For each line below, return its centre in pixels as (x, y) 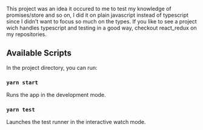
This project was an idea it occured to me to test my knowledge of (89, 9)
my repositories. (27, 34)
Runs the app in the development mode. (56, 95)
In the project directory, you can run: (52, 67)
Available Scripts (39, 53)
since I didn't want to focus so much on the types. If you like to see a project (101, 21)
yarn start (22, 82)
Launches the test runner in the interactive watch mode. (76, 122)
